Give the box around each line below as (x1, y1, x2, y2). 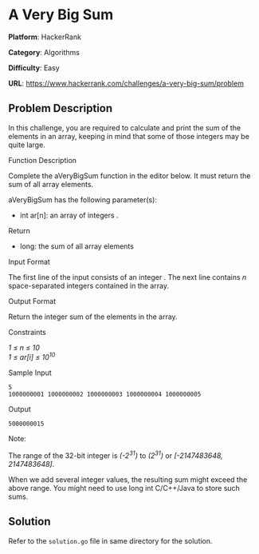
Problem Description (8, 102, 113, 115)
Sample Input (8, 368, 52, 377)
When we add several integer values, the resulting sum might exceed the (8, 475, 248, 484)
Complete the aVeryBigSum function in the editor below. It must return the (8, 170, 251, 181)
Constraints (8, 327, 46, 337)
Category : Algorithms (8, 47, 80, 57)
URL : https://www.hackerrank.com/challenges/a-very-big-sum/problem (8, 78, 245, 88)
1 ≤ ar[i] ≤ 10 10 (8, 351, 56, 362)
